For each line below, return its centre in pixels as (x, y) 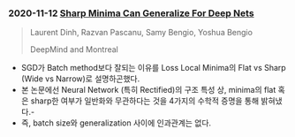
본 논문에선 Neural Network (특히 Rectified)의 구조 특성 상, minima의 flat (148, 90)
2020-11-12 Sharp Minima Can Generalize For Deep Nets (131, 13)
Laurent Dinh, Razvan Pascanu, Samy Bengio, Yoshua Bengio (141, 33)
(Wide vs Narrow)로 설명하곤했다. (80, 79)
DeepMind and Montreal (74, 49)
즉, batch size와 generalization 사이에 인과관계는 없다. (116, 123)
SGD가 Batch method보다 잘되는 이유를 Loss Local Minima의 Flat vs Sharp (153, 68)
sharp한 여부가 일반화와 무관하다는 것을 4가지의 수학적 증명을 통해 (145, 101)
